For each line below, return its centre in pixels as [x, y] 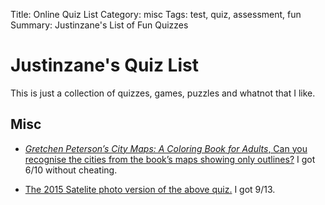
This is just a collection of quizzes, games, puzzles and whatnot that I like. [163, 93]
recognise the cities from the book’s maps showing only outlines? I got [170, 159]
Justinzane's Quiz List [104, 65]
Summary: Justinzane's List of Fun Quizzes [99, 25]
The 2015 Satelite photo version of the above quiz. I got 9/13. [150, 189]
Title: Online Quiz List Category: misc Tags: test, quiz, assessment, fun [156, 14]
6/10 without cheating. [71, 170]
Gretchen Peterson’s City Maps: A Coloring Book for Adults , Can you [166, 148]
